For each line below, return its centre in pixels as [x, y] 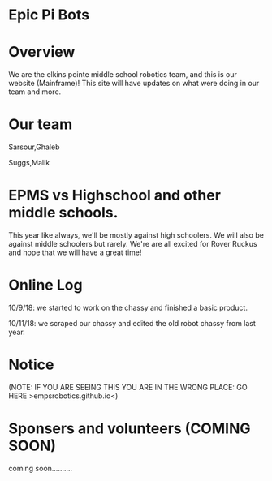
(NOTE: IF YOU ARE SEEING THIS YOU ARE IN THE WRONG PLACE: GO [128, 387]
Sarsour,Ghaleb [34, 147]
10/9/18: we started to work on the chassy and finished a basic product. [128, 307]
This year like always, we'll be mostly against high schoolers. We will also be [136, 235]
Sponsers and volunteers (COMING [130, 429]
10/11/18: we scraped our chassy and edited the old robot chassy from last [132, 323]
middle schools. [63, 213]
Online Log [45, 285]
